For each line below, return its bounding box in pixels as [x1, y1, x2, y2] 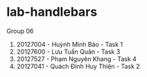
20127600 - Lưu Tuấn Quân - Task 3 [16, 47, 121, 56]
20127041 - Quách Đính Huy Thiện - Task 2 [16, 62, 140, 70]
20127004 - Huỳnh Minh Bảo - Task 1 [16, 40, 123, 48]
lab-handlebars [6, 4, 98, 20]
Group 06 [6, 27, 34, 35]
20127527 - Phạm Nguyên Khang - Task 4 [16, 54, 137, 63]
